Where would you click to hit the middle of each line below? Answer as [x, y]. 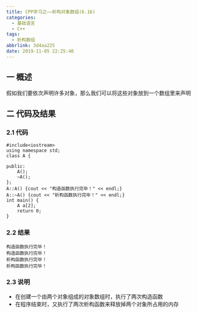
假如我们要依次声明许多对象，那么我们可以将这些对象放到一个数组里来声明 [98, 93]
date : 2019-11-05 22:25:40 [40, 51]
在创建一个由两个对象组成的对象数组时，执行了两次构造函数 [89, 296]
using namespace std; [33, 151]
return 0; [30, 211]
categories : [21, 18]
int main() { [23, 201]
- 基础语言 [23, 23]
